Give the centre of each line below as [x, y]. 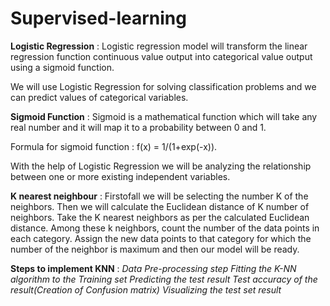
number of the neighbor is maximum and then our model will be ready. [155, 249]
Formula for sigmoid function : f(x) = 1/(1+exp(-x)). [114, 146]
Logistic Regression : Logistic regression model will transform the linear [159, 46]
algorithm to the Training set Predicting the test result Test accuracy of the [164, 279]
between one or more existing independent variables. [120, 176]
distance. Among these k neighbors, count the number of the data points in [165, 228]
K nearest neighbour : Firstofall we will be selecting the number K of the [159, 196]
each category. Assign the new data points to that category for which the [161, 238]
